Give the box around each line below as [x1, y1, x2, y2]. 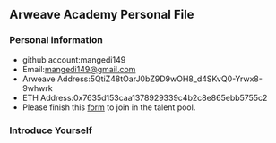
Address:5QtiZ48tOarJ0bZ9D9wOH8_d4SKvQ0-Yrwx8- [56, 73, 263, 84]
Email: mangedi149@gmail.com [22, 63, 136, 74]
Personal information [9, 34, 103, 46]
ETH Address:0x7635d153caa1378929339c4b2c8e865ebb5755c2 [22, 92, 268, 103]
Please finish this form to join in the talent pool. [22, 102, 196, 113]
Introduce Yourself [9, 124, 92, 137]
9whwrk [22, 82, 53, 93]
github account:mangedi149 [22, 54, 126, 65]
